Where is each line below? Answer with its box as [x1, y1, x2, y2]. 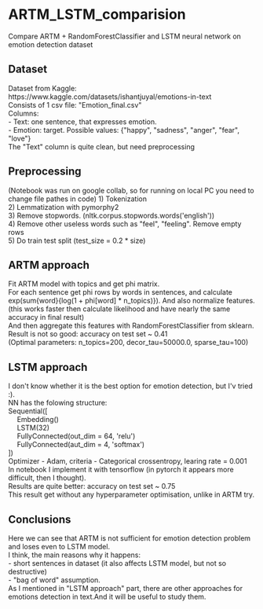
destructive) [8, 567, 47, 576]
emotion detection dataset [8, 39, 93, 49]
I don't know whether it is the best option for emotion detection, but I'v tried [8, 381, 253, 391]
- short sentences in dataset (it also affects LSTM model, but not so [8, 559, 226, 567]
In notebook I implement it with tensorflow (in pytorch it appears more [8, 465, 234, 475]
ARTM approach [8, 258, 90, 272]
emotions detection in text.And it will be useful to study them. [8, 592, 206, 601]
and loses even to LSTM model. [8, 542, 111, 551]
